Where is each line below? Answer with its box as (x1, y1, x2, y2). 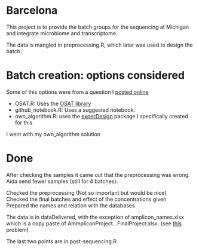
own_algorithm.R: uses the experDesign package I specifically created (14, 112, 188, 120)
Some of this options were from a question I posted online (6, 88, 149, 96)
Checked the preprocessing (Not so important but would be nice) (6, 189, 167, 196)
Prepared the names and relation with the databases (6, 201, 135, 209)
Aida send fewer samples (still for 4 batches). (6, 177, 118, 185)
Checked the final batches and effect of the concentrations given (6, 195, 167, 203)
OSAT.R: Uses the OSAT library (14, 100, 91, 107)
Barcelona (6, 4, 58, 17)
